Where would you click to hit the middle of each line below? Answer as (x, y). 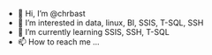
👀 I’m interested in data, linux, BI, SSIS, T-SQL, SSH (110, 23)
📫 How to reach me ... (58, 42)
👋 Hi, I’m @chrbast (51, 14)
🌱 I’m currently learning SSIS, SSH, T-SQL (93, 32)
